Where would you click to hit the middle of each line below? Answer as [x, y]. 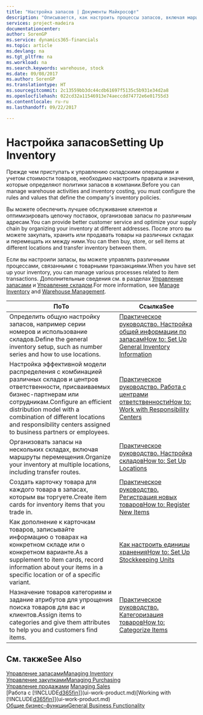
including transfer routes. [45, 472]
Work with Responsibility [154, 409]
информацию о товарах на [48, 537]
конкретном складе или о [47, 545]
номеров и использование [48, 332]
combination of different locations [57, 417]
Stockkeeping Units [147, 560]
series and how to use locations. [55, 354]
